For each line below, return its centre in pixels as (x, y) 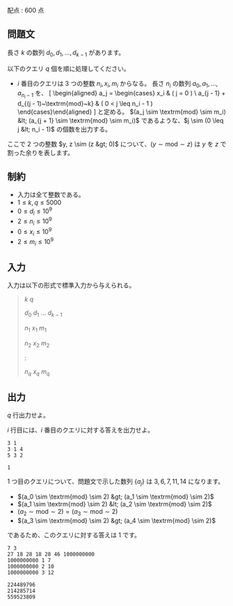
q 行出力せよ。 (29, 415)
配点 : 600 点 (26, 10)
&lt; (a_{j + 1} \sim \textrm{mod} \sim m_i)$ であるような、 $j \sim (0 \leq (120, 120)
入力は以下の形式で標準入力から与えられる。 (71, 285)
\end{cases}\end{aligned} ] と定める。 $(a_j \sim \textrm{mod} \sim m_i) (121, 112)
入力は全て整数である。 (51, 195)
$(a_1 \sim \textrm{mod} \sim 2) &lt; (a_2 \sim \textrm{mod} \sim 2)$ (114, 503)
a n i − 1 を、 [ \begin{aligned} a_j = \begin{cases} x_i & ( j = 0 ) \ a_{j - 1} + (121, 94)
